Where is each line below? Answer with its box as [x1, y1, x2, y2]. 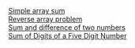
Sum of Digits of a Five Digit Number [8, 31, 127, 40]
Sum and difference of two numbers [8, 23, 126, 32]
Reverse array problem [8, 14, 83, 24]
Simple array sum [8, 6, 66, 15]
